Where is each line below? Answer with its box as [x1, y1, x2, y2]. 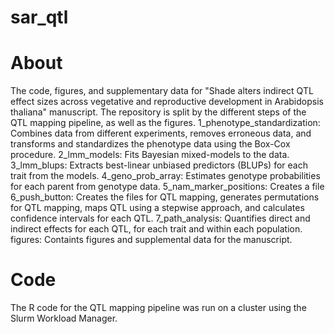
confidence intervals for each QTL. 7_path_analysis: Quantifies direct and [10, 212, 311, 225]
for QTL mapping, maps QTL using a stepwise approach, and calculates [10, 202, 305, 214]
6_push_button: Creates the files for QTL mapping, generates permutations [10, 191, 320, 203]
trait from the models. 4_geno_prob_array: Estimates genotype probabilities [10, 170, 321, 182]
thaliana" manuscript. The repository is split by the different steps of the [10, 106, 307, 118]
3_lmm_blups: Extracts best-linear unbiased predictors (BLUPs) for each [10, 159, 308, 171]
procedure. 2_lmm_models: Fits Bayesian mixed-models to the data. [10, 149, 290, 161]
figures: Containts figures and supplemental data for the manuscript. [10, 234, 293, 246]
